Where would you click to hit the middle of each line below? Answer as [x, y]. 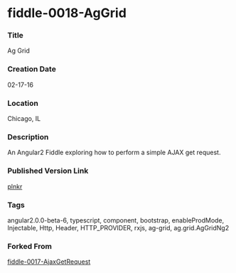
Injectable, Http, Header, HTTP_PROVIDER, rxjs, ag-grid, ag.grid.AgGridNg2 [118, 227]
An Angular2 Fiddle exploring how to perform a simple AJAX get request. [114, 152]
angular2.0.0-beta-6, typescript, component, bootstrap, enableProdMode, [116, 220]
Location [23, 103]
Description [28, 137]
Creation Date [32, 69]
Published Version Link [48, 171]
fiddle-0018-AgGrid [67, 13]
